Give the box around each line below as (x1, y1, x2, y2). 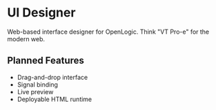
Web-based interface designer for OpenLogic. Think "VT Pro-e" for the (7, 27, 210, 36)
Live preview (17, 87, 54, 96)
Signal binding (17, 80, 59, 89)
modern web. (7, 34, 46, 43)
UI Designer (7, 5, 76, 21)
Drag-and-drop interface (17, 73, 88, 81)
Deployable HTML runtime (17, 95, 92, 103)
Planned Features (7, 55, 85, 67)
